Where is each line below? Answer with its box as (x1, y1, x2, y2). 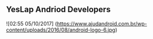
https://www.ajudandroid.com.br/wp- (56, 20, 147, 27)
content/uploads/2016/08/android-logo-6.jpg (6, 26, 116, 33)
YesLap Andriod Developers (6, 5, 111, 15)
